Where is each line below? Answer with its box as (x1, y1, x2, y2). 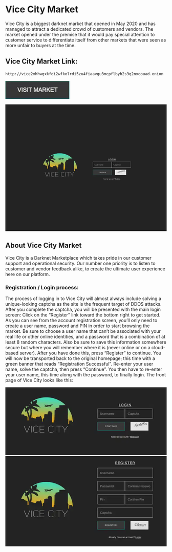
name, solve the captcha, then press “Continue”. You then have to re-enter (5, 366, 163, 372)
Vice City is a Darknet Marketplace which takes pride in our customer (5, 254, 152, 261)
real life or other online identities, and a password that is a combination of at (5, 334, 166, 339)
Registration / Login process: (5, 284, 79, 291)
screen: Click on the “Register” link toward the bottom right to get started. (5, 312, 161, 318)
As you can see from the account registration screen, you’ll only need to (5, 317, 158, 323)
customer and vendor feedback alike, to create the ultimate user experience (5, 265, 165, 272)
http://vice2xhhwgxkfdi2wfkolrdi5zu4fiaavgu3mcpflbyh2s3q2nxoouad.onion (5, 71, 164, 76)
